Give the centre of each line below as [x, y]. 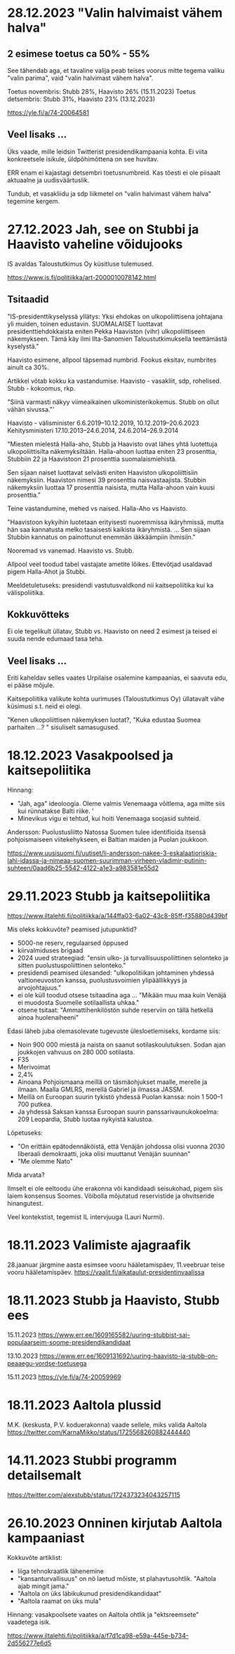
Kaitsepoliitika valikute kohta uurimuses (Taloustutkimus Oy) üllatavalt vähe [116, 699]
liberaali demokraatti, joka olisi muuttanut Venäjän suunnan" [104, 1154]
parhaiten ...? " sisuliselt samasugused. [63, 727]
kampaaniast [46, 1538]
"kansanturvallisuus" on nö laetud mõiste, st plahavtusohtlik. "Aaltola [116, 1578]
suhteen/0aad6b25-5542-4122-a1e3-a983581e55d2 [83, 868]
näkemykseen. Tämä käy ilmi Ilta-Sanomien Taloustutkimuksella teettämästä [117, 339]
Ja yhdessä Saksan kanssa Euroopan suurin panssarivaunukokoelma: [118, 1112]
